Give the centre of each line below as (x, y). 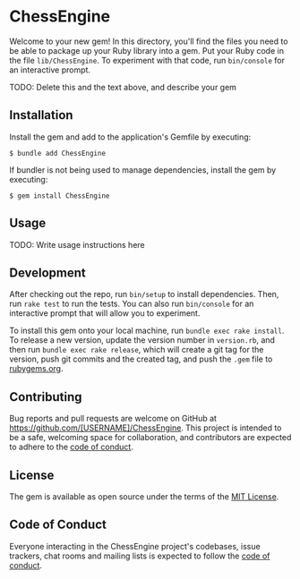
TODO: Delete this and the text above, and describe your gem (123, 87)
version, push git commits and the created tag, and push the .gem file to (141, 359)
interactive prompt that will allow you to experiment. (105, 313)
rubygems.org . (36, 369)
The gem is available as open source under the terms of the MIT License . (144, 497)
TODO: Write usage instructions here (77, 244)
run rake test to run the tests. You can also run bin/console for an (132, 304)
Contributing (46, 397)
